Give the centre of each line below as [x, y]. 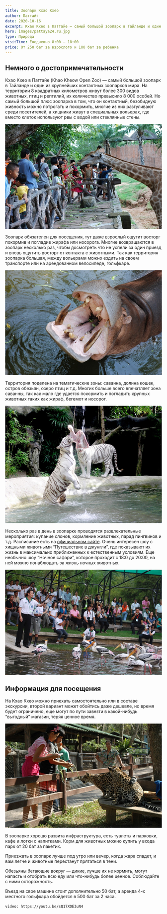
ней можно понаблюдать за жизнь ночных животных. [63, 563]
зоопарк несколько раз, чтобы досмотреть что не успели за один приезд [83, 247]
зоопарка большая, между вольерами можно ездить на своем [72, 258]
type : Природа [20, 37]
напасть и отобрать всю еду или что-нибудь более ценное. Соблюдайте [82, 876]
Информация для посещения [53, 689]
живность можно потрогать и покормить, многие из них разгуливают [80, 106]
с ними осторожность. [29, 882]
